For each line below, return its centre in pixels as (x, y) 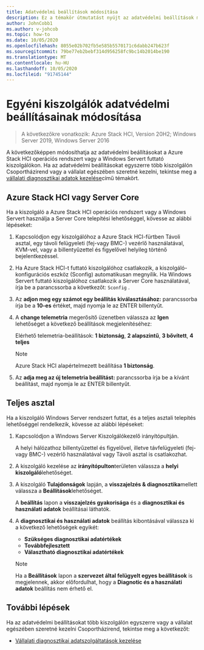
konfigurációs (32, 274)
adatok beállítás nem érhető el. (54, 589)
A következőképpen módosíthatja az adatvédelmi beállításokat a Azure (95, 152)
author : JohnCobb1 (29, 23)
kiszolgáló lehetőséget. (44, 472)
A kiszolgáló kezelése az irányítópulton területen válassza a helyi (97, 466)
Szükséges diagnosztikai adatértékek (73, 539)
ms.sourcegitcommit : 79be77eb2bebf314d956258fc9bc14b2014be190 (88, 52)
